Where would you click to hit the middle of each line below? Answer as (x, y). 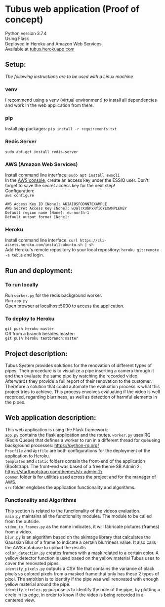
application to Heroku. (28, 456)
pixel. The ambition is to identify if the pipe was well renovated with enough (82, 579)
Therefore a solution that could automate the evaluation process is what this (82, 387)
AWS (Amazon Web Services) (41, 164)
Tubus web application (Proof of (72, 9)
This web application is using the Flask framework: (57, 429)
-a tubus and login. (25, 255)
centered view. (20, 600)
